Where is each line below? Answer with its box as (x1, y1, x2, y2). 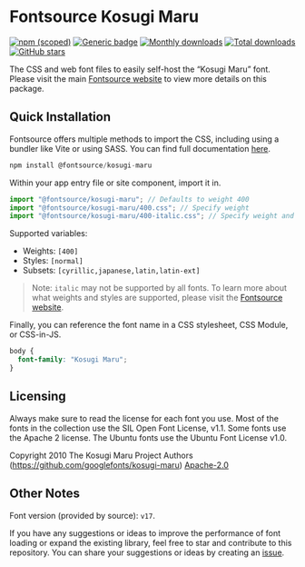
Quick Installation (9, 109, 112, 124)
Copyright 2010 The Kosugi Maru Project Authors (9, 450, 193, 461)
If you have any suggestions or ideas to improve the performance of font (9, 527, 281, 538)
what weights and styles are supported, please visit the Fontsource (31, 293, 283, 303)
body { (9, 347, 34, 356)
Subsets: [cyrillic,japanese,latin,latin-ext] (22, 265, 201, 276)
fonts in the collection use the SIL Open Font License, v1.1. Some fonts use (9, 423, 287, 433)
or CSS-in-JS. (9, 329, 62, 340)
